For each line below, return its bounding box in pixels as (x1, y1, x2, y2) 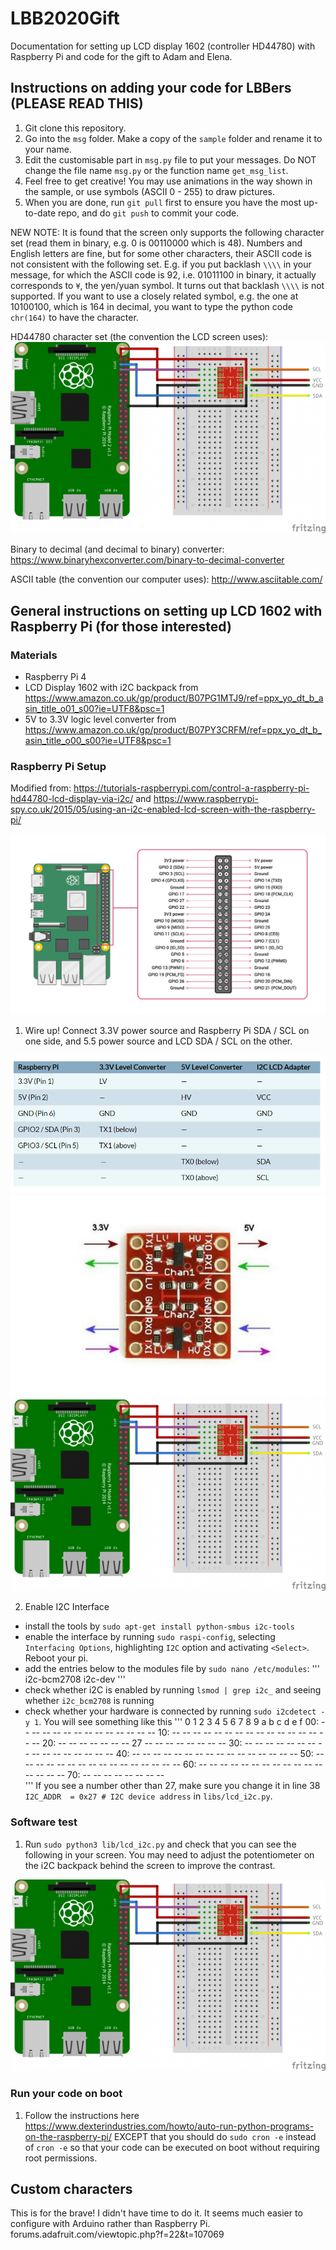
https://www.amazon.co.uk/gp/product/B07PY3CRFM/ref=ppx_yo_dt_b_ (24, 724, 322, 736)
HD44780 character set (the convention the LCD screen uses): (10, 330, 269, 342)
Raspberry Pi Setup (10, 759, 107, 773)
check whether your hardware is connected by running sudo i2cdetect (24, 1705, 317, 1717)
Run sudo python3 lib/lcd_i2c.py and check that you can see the (24, 1838, 297, 1850)
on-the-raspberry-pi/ (24, 2130, 112, 2142)
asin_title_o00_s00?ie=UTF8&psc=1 (24, 735, 172, 747)
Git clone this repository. (24, 122, 127, 134)
